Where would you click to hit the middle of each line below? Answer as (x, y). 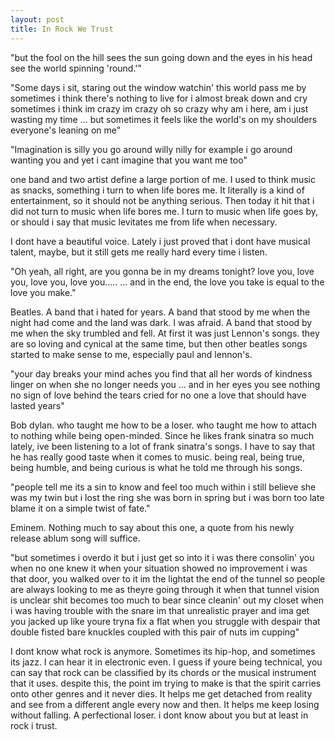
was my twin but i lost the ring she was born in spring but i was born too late (167, 497)
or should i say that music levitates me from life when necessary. (144, 222)
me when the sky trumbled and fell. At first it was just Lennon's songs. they (165, 333)
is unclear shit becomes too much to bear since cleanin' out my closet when (167, 600)
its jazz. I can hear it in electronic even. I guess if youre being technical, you (166, 662)
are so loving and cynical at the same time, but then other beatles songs (159, 343)
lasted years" (37, 405)
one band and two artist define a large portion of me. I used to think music (163, 179)
